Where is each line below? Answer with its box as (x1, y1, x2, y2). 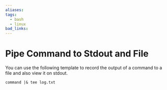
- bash (10, 17, 24, 22)
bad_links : (5, 26, 28, 31)
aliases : (5, 7, 24, 13)
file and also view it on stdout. (5, 70, 68, 76)
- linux (10, 21, 26, 27)
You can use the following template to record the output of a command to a (5, 65, 162, 71)
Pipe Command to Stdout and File (5, 48, 149, 60)
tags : (5, 12, 17, 17)
